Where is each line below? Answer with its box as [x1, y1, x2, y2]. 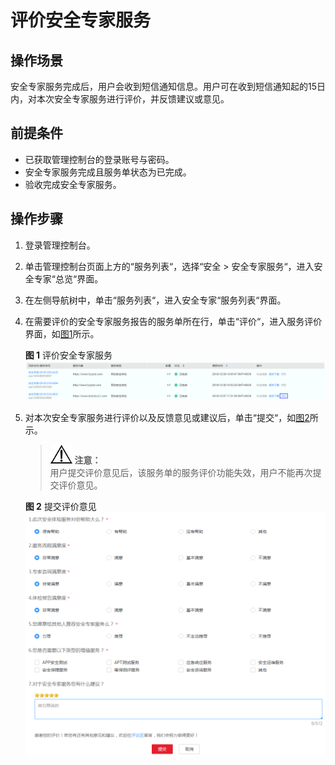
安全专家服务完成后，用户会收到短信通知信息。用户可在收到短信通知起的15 [10, 81, 317, 92]
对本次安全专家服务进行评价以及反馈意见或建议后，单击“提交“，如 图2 [24, 412, 310, 424]
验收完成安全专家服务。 [24, 178, 122, 190]
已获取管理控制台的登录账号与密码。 [24, 153, 175, 165]
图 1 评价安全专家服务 [24, 349, 113, 361]
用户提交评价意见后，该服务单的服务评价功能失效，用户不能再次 [49, 467, 313, 479]
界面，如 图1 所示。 [24, 327, 100, 340]
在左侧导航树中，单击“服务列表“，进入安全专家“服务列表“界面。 [24, 294, 287, 306]
